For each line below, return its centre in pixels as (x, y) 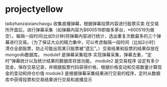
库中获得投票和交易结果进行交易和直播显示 (49, 79)
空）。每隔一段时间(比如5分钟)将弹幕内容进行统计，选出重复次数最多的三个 (81, 36)
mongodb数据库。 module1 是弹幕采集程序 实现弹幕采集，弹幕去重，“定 (79, 54)
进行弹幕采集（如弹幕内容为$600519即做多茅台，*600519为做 (91, 30)
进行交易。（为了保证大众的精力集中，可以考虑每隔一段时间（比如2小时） (83, 42)
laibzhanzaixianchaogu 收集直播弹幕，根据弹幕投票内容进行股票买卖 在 (78, 23)
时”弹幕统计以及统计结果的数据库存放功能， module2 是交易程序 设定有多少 (82, 61)
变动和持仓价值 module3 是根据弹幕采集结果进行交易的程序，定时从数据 (87, 73)
